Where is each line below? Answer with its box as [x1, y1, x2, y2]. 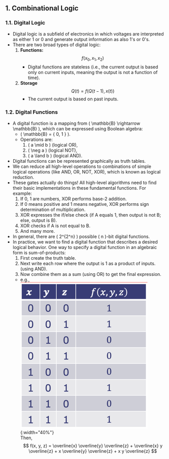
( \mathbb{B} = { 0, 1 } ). [20, 131, 71, 137]
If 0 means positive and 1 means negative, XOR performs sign [20, 201, 149, 207]
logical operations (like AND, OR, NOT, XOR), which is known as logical [12, 168, 161, 174]
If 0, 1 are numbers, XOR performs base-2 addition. [20, 195, 127, 202]
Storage [20, 80, 38, 86]
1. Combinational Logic [5, 4, 79, 13]
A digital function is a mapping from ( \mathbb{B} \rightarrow [12, 120, 141, 126]
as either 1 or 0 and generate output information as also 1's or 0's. [12, 36, 150, 42]
